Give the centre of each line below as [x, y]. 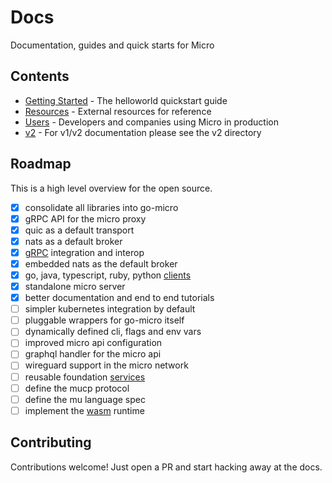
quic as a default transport [79, 230]
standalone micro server [75, 286]
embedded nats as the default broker [101, 263]
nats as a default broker [73, 241]
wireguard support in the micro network [106, 365]
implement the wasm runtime [84, 410]
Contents [40, 76]
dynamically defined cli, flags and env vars [113, 332]
